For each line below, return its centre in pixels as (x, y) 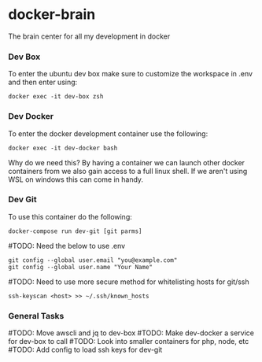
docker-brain (52, 15)
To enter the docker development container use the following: (108, 133)
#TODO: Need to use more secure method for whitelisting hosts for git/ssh (129, 282)
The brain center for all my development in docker (89, 36)
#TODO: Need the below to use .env (67, 246)
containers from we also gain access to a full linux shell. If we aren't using (128, 171)
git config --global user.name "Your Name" (81, 267)
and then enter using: (43, 82)
